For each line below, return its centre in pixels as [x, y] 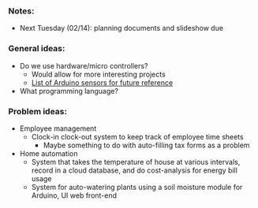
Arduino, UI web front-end [74, 195]
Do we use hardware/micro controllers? [84, 65]
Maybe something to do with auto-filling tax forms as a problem [146, 145]
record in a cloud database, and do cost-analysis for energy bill [135, 170]
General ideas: [37, 49]
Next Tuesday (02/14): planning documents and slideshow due [121, 28]
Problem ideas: [37, 111]
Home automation [49, 153]
